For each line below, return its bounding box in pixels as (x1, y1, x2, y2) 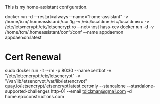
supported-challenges (5, 88, 50, 94)
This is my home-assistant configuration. (5, 4, 88, 10)
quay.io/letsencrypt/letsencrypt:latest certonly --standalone (5, 83, 126, 89)
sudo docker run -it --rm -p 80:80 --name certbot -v (5, 67, 112, 73)
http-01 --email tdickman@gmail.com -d (50, 88, 132, 94)
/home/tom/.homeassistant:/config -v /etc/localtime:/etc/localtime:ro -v (5, 19, 149, 24)
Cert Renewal (5, 51, 61, 62)
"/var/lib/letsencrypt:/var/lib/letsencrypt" (5, 78, 87, 83)
